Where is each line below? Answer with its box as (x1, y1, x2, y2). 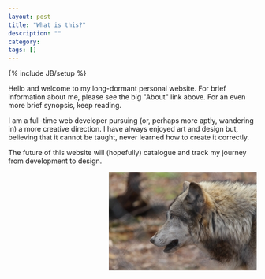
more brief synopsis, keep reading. (8, 101, 122, 110)
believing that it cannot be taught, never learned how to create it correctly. (8, 132, 250, 142)
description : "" (8, 29, 62, 37)
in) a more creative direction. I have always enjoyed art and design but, (8, 125, 239, 134)
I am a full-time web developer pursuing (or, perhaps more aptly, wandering (8, 116, 254, 125)
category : (8, 38, 41, 46)
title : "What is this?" (8, 20, 87, 29)
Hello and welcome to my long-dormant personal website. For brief (8, 84, 226, 94)
